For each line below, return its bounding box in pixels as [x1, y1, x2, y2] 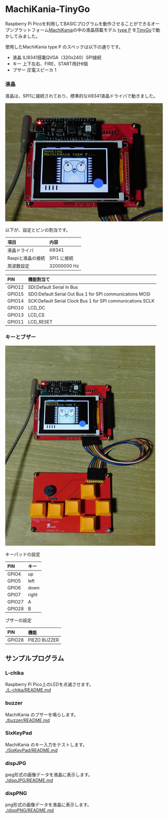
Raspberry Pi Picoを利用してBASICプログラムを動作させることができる [5, 20, 151, 26]
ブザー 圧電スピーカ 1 [12, 66, 56, 73]
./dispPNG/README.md [5, 807, 54, 813]
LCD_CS [28, 311, 45, 318]
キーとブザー [5, 333, 36, 340]
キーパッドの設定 [5, 551, 40, 557]
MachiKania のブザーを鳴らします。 [5, 711, 78, 717]
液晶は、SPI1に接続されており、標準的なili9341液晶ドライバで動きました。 [5, 93, 158, 99]
